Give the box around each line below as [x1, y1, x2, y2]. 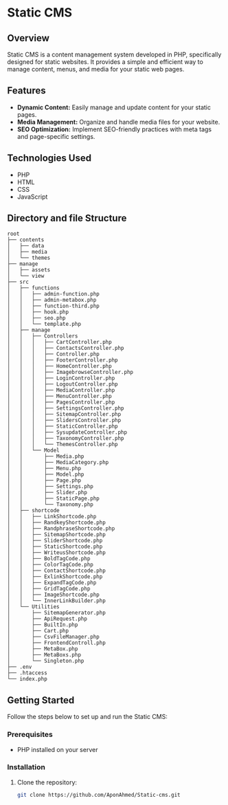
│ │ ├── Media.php [7, 453, 84, 460]
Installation [7, 762, 46, 772]
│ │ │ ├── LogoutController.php [7, 381, 118, 388]
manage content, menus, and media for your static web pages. [7, 65, 185, 73]
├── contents [7, 236, 45, 243]
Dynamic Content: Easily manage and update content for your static [16, 103, 212, 111]
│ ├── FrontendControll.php [7, 639, 106, 647]
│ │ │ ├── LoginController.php [7, 375, 115, 382]
